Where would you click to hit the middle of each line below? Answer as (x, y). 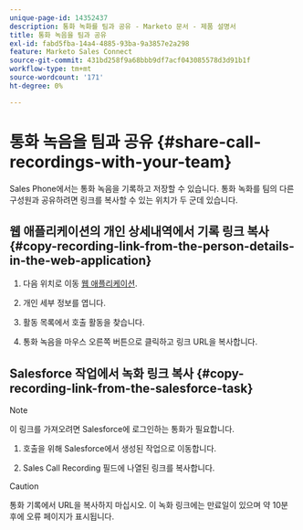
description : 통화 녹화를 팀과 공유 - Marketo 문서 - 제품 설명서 (123, 26)
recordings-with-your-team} (121, 162)
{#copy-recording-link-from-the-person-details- (152, 246)
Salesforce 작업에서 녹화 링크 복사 (102, 373)
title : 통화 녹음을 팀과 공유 (58, 35)
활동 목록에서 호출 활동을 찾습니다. (84, 323)
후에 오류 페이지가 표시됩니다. (62, 516)
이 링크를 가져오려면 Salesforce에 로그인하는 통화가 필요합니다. (122, 429)
